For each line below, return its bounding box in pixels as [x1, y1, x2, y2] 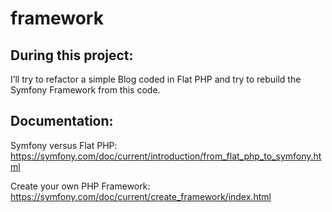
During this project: [10, 47, 134, 64]
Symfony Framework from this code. [10, 84, 161, 96]
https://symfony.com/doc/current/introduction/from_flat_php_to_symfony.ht [10, 150, 322, 162]
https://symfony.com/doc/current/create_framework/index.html [10, 190, 272, 202]
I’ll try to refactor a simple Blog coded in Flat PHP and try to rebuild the [10, 73, 302, 85]
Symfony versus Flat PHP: [10, 139, 118, 151]
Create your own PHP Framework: [10, 180, 151, 192]
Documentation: [10, 113, 114, 130]
